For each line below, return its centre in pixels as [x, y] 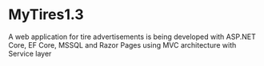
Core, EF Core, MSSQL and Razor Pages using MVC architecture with [122, 45]
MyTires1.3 [46, 15]
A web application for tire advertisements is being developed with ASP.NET [132, 37]
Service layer [30, 53]
